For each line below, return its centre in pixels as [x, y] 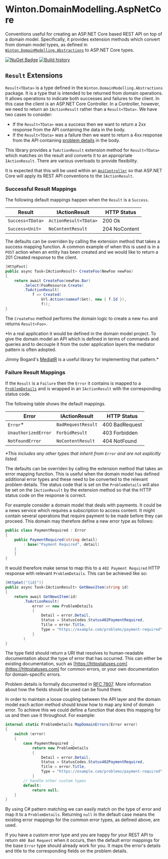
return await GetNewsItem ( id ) [46, 597]
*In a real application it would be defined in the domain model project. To [81, 333]
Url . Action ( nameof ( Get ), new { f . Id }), [84, 300]
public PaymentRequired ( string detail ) [56, 540]
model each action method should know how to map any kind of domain [80, 705]
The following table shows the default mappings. [56, 404]
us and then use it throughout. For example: [50, 715]
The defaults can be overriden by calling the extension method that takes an [84, 469]
